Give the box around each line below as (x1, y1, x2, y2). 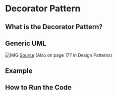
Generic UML (5, 39, 47, 47)
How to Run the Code (5, 83, 72, 92)
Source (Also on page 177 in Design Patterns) (19, 52, 113, 58)
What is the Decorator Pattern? (5, 23, 103, 31)
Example (5, 66, 33, 75)
